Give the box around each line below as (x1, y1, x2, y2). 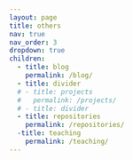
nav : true (9, 29, 46, 38)
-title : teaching (17, 129, 82, 138)
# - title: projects (17, 87, 93, 96)
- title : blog (17, 63, 69, 72)
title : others (9, 21, 62, 30)
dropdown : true (9, 46, 66, 55)
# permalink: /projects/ (17, 95, 117, 105)
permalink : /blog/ (25, 71, 93, 80)
